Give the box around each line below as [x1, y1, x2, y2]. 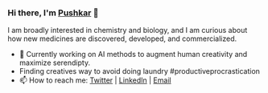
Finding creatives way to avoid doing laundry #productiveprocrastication [19, 67, 261, 76]
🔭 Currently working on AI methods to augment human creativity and [19, 50, 248, 59]
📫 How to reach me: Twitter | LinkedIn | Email [19, 75, 171, 85]
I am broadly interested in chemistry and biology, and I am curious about [7, 26, 248, 35]
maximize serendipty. [19, 58, 90, 67]
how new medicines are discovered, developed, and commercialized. [7, 34, 237, 43]
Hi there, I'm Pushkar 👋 [7, 7, 99, 18]
